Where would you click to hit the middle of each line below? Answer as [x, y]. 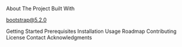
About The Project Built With [41, 9]
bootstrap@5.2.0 [26, 20]
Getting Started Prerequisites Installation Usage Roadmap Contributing [92, 31]
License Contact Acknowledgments [49, 37]
